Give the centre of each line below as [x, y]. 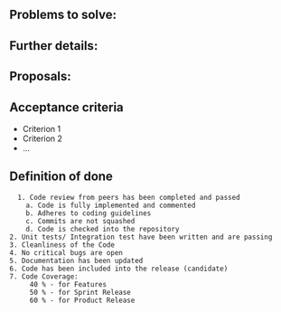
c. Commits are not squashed [80, 221]
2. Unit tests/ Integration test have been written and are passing [141, 237]
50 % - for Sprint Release [80, 292]
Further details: [54, 46]
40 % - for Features [68, 284]
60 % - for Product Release [82, 300]
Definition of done [61, 177]
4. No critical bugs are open [66, 252]
